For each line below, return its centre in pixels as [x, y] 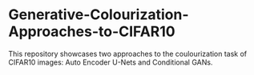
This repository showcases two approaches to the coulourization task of [128, 53]
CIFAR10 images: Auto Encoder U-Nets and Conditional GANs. [111, 62]
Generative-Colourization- [99, 15]
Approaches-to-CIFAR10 [92, 32]
